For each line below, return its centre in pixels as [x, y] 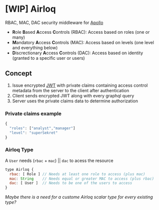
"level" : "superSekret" [34, 133]
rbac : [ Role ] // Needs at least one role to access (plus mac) [78, 174]
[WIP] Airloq [31, 9]
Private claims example [34, 114]
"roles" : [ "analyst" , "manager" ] [43, 128]
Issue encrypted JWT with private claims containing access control [80, 85]
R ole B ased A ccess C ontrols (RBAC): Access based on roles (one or [81, 32]
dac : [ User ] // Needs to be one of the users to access [71, 183]
